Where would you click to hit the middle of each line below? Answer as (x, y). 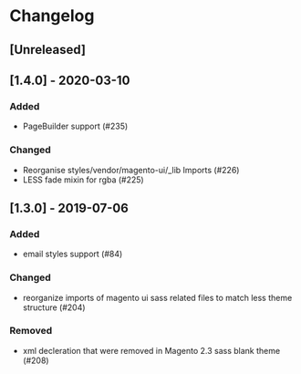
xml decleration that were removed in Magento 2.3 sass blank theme (151, 350)
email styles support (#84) (73, 254)
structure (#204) (54, 307)
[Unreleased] (48, 50)
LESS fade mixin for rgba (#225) (83, 180)
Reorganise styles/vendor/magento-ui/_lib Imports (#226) (131, 170)
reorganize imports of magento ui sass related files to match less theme (157, 297)
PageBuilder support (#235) (75, 126)
